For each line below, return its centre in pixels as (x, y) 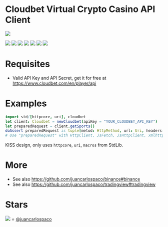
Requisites (28, 64)
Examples (26, 103)
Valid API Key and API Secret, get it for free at (59, 78)
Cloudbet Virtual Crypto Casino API (80, 9)
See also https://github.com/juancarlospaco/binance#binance (76, 179)
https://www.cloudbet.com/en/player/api (54, 83)
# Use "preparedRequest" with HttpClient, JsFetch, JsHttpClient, (76, 136)
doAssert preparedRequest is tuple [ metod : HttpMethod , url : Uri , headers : (85, 131)
